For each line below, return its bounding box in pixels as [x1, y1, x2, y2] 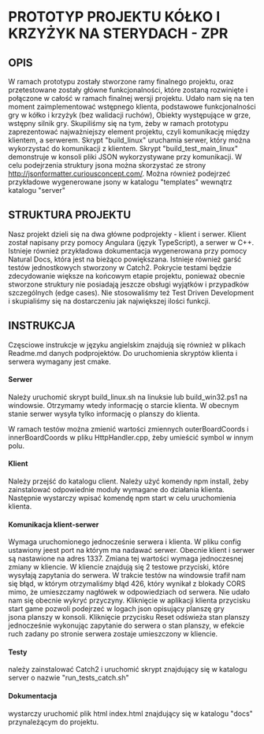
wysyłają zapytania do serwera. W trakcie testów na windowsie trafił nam [8, 571, 246, 580]
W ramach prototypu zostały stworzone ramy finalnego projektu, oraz [8, 77, 234, 86]
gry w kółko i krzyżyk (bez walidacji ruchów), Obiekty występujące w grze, [8, 110, 251, 120]
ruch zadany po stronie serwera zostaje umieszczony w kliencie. [8, 629, 218, 639]
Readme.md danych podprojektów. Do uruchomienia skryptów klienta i [8, 348, 238, 358]
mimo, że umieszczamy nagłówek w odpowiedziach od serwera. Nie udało [8, 588, 251, 597]
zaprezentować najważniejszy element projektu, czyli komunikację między [8, 127, 250, 136]
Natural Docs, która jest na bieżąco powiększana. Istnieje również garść [8, 254, 242, 264]
